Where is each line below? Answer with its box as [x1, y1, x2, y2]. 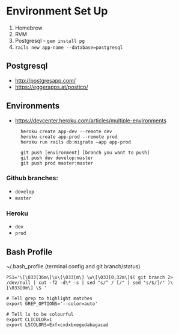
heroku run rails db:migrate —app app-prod [20, 139, 131, 145]
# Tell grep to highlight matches [6, 295, 93, 301]
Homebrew [14, 24, 43, 31]
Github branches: [6, 174, 58, 182]
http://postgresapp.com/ [14, 77, 76, 84]
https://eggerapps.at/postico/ [14, 83, 88, 90]
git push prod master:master [20, 160, 94, 166]
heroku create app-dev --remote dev [20, 128, 112, 134]
